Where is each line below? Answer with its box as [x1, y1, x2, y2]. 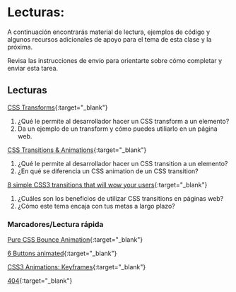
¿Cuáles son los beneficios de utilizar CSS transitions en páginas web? [17, 194, 224, 202]
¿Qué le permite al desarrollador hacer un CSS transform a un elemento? [17, 117, 230, 125]
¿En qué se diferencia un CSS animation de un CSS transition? [17, 167, 199, 175]
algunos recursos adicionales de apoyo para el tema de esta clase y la [7, 35, 212, 43]
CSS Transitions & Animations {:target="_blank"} [7, 146, 147, 154]
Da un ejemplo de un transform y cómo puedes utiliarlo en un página [17, 124, 218, 133]
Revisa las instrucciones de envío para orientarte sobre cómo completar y [7, 56, 223, 64]
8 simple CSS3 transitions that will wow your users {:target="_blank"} [7, 180, 208, 189]
